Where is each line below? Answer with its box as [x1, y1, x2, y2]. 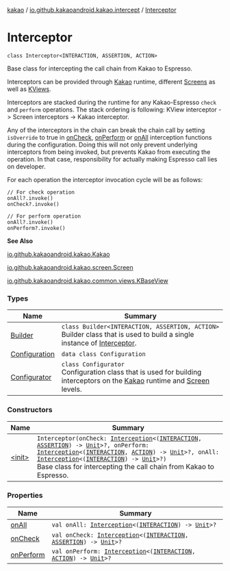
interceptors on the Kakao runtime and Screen [61, 376, 210, 385]
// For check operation [7, 188, 75, 196]
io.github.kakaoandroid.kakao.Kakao [7, 250, 111, 258]
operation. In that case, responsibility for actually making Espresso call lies [7, 155, 218, 163]
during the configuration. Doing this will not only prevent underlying [7, 140, 198, 149]
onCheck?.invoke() [7, 201, 60, 207]
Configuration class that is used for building [61, 368, 202, 377]
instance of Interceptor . [61, 338, 137, 348]
